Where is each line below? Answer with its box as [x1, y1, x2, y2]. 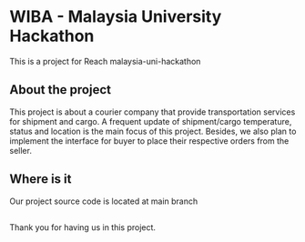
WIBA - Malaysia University [9, 6, 222, 27]
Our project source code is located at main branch [9, 196, 198, 207]
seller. [9, 145, 32, 156]
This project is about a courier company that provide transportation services [9, 106, 296, 117]
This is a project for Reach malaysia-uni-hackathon [9, 55, 201, 66]
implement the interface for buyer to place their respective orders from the [9, 135, 290, 146]
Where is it [9, 171, 72, 187]
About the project [9, 82, 112, 97]
